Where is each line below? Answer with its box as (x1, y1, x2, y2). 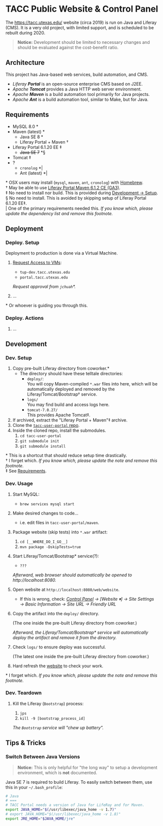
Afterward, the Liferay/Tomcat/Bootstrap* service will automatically (12, 629, 148, 635)
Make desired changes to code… (12, 510, 79, 516)
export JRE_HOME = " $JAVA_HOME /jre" (5, 816, 76, 821)
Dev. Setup (5, 354, 32, 361)
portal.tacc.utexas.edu (19, 275, 68, 280)
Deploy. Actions (5, 315, 44, 322)
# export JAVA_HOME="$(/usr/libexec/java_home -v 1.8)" (5, 812, 121, 817)
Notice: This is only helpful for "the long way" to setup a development (17, 764, 158, 770)
